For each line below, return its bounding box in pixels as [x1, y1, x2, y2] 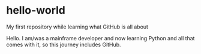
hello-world [6, 4, 66, 17]
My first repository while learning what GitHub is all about [6, 23, 149, 30]
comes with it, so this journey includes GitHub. [6, 41, 121, 48]
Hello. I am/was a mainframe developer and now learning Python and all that [6, 34, 195, 42]
